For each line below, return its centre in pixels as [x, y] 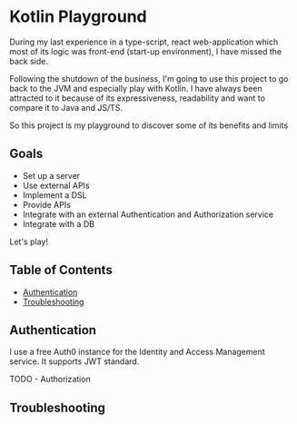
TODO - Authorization [50, 380]
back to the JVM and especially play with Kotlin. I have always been [136, 88]
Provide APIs [46, 204]
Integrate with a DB [59, 223]
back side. [29, 61]
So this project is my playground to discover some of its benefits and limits [149, 125]
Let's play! [29, 242]
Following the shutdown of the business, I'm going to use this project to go [149, 78]
